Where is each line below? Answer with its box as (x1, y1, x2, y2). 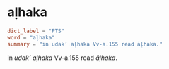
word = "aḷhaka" (7, 34, 55, 41)
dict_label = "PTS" (7, 27, 65, 34)
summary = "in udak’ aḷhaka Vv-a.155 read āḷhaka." (7, 40, 163, 48)
